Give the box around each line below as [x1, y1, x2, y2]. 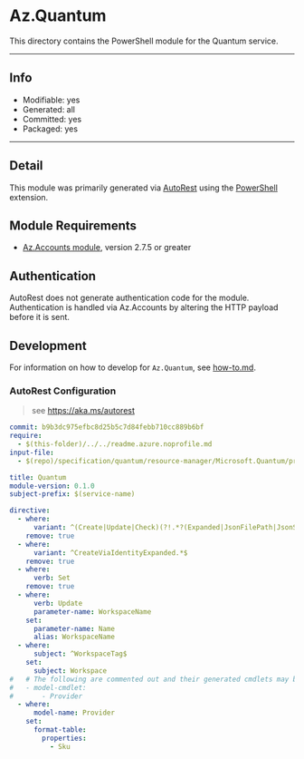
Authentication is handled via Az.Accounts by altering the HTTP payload [9, 302, 279, 313]
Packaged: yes [22, 123, 79, 134]
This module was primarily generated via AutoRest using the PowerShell [9, 182, 279, 193]
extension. [9, 191, 49, 202]
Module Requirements [9, 218, 138, 233]
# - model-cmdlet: [9, 683, 88, 692]
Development [9, 337, 88, 354]
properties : [42, 734, 88, 743]
